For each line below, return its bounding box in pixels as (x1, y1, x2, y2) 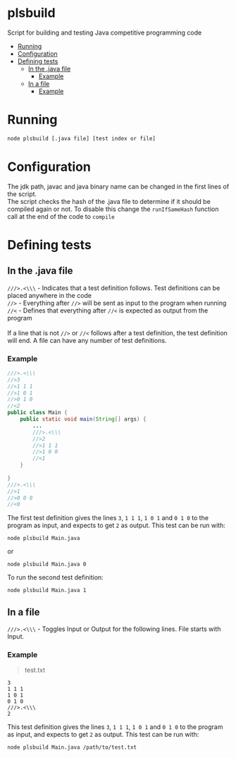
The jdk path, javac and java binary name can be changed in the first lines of (7, 182, 230, 191)
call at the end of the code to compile (7, 212, 115, 220)
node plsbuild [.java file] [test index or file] (7, 135, 156, 142)
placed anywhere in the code (7, 291, 92, 299)
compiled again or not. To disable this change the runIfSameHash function (7, 205, 219, 213)
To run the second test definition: (7, 573, 104, 582)
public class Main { (7, 409, 68, 416)
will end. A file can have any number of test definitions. (7, 336, 167, 344)
